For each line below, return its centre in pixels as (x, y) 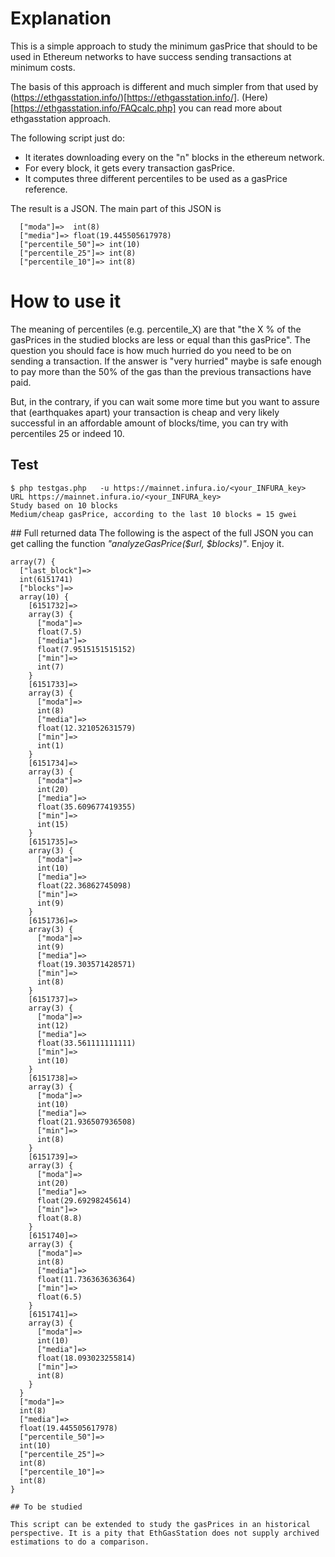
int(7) (50, 667)
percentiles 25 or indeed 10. (67, 433)
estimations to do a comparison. (80, 1542)
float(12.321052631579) (86, 728)
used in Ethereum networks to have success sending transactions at (151, 56)
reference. (46, 189)
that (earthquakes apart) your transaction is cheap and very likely (145, 412)
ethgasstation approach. (61, 118)
